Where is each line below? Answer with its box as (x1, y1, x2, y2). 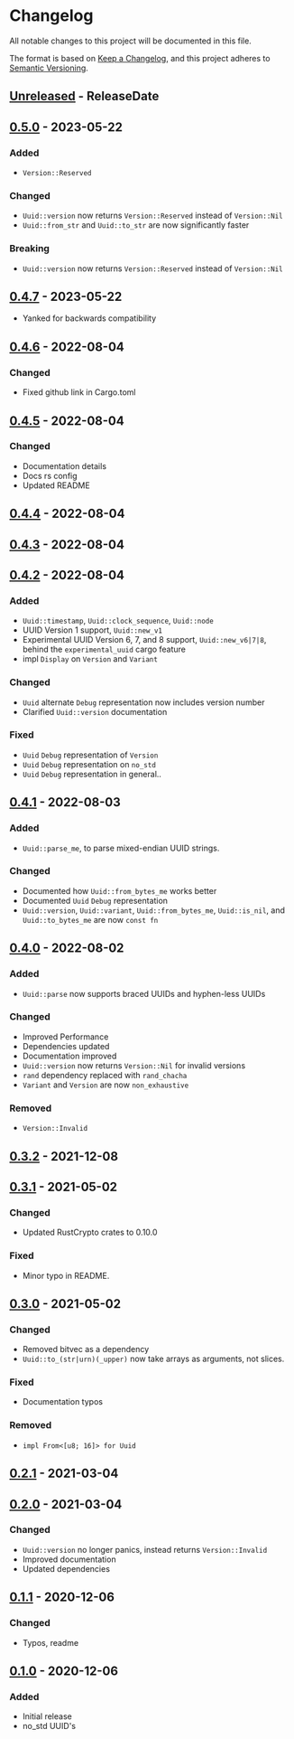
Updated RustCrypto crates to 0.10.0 (22, 1227, 158, 1238)
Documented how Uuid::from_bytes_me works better (22, 885, 217, 896)
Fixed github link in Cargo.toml (22, 387, 136, 398)
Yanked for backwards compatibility (22, 313, 157, 324)
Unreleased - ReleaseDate (9, 89, 160, 104)
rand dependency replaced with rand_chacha (22, 1069, 188, 1080)
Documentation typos (22, 1396, 104, 1407)
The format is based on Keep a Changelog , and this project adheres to (9, 52, 271, 63)
